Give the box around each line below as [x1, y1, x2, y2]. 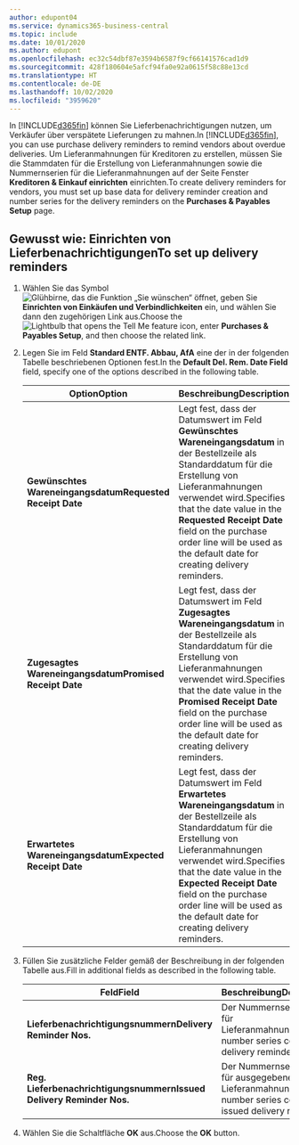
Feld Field [100, 986, 140, 999]
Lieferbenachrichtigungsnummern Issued [26, 1083, 206, 1095]
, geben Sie [215, 292, 258, 303]
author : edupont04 [9, 12, 77, 22]
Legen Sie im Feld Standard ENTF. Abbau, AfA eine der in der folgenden [21, 348, 289, 358]
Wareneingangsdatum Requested [26, 487, 171, 499]
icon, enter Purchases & [179, 321, 269, 331]
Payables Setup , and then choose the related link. [21, 331, 206, 341]
